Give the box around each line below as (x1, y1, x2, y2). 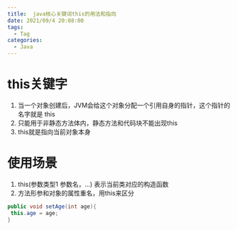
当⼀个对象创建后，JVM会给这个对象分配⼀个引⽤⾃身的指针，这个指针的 (17, 101, 231, 109)
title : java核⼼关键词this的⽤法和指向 (7, 10, 117, 18)
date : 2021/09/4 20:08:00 (7, 17, 84, 24)
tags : (7, 23, 23, 31)
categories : (7, 37, 43, 44)
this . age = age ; (10, 209, 59, 217)
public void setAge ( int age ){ (7, 203, 97, 210)
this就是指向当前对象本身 (17, 127, 91, 136)
